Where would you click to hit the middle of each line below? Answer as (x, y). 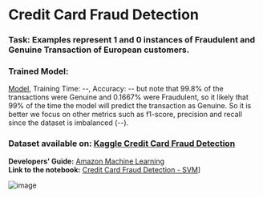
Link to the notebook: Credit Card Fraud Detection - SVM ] (105, 169)
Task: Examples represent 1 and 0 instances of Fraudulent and (132, 40)
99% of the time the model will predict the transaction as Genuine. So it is (130, 106)
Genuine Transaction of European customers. (99, 50)
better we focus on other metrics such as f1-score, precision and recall (125, 115)
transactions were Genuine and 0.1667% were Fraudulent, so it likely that (128, 97)
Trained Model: (38, 71)
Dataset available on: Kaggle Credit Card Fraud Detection (122, 143)
